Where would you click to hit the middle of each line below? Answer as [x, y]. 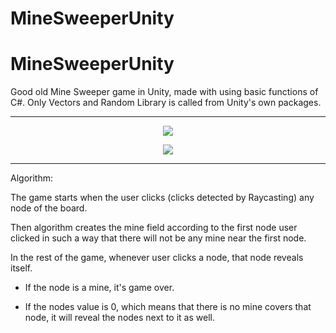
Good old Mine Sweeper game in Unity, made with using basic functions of [164, 92]
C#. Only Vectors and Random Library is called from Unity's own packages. [166, 103]
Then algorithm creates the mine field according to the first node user [154, 228]
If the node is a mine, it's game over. [99, 288]
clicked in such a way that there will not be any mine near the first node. [158, 238]
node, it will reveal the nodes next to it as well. [119, 318]
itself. [21, 268]
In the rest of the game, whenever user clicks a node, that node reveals [157, 258]
